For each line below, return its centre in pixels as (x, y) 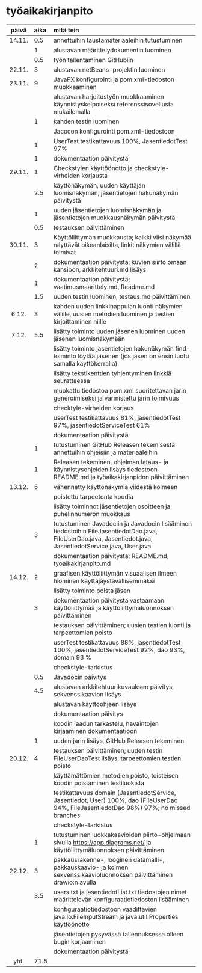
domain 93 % (72, 657)
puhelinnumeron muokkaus (92, 514)
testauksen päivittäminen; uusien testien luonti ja (122, 625)
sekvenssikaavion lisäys (87, 694)
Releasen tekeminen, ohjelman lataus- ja (111, 462)
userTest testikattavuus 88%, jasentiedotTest (117, 642)
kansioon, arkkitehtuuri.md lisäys (99, 269)
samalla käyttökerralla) (85, 363)
